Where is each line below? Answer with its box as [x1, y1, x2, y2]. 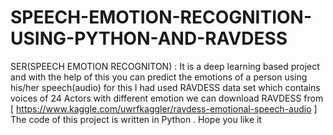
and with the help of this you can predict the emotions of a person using [10, 71, 308, 83]
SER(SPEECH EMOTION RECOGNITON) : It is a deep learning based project [10, 60, 320, 72]
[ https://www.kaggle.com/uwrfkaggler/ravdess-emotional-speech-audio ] [10, 102, 318, 115]
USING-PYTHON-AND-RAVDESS [10, 27, 288, 50]
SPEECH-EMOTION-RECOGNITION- [10, 6, 313, 29]
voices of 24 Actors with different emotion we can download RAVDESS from [10, 92, 324, 104]
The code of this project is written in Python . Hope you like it [10, 113, 262, 125]
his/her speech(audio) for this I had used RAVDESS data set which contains [10, 81, 321, 93]
